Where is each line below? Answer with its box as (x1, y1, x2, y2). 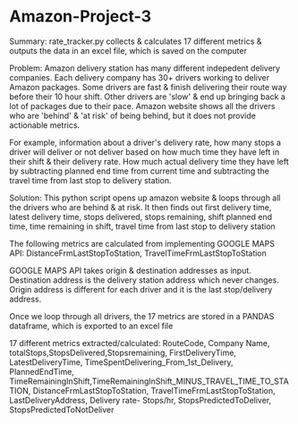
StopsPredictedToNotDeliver (9, 404, 115, 415)
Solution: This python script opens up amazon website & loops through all (9, 192, 281, 203)
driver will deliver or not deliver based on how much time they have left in (9, 146, 280, 157)
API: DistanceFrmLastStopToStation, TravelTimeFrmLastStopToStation (9, 248, 267, 259)
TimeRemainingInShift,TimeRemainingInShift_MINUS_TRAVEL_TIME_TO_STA (9, 376, 289, 386)
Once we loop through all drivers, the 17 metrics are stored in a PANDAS (9, 310, 275, 321)
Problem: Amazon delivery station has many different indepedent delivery (9, 63, 280, 73)
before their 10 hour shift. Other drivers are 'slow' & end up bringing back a (9, 91, 286, 102)
